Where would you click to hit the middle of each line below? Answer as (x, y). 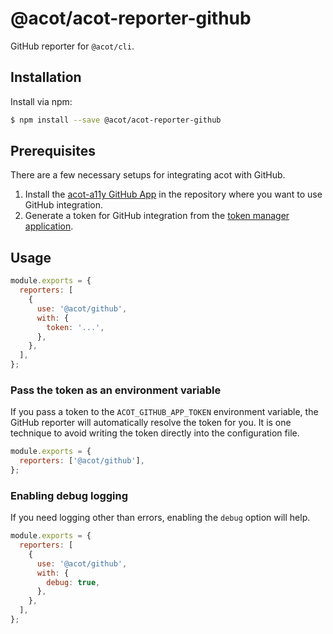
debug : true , (73, 582)
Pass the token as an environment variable (116, 390)
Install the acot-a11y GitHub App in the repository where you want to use (173, 194)
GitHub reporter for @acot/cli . (72, 46)
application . (49, 226)
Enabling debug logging (69, 495)
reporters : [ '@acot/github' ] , (82, 461)
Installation (46, 77)
